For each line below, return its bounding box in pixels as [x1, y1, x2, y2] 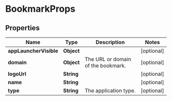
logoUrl [8, 70, 27, 77]
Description [95, 39, 125, 46]
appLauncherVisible [8, 47, 58, 54]
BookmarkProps [5, 3, 76, 15]
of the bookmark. [84, 62, 126, 69]
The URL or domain [84, 56, 132, 63]
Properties [5, 24, 40, 32]
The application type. [84, 87, 136, 94]
